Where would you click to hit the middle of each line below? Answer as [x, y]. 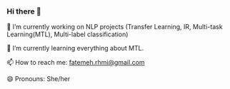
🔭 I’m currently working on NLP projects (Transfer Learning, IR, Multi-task [115, 27]
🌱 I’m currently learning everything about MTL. [75, 48]
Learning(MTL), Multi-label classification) [67, 34]
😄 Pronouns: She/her [39, 79]
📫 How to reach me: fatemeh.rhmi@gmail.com [76, 63]
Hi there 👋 [24, 11]
